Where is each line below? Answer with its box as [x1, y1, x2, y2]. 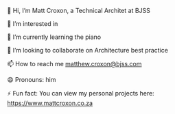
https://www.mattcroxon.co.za [7, 99, 93, 107]
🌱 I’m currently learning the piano [7, 33, 102, 41]
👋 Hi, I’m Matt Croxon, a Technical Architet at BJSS [7, 7, 151, 14]
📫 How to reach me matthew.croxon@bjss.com [7, 60, 142, 68]
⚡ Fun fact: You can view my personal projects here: [7, 89, 154, 97]
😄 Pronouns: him [7, 76, 56, 83]
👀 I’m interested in [7, 20, 58, 27]
